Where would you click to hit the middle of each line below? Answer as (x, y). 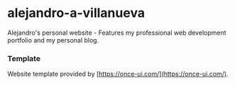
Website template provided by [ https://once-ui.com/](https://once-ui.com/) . (118, 74)
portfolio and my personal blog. (53, 40)
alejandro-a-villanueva (76, 13)
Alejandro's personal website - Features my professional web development (117, 33)
